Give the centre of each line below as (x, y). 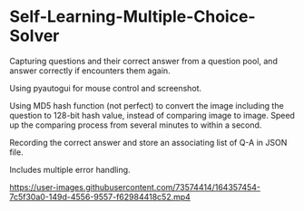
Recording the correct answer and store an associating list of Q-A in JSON (148, 142)
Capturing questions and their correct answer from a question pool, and (144, 61)
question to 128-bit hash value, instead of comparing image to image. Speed (152, 115)
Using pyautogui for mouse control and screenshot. (106, 88)
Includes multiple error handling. (70, 169)
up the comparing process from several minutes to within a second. (136, 125)
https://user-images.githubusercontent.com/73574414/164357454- (135, 187)
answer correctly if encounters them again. (90, 71)
